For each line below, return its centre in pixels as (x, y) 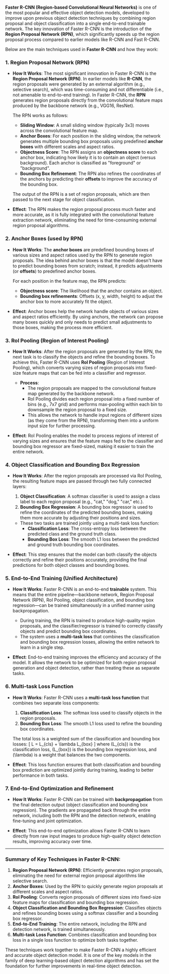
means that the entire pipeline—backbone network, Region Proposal (83, 595)
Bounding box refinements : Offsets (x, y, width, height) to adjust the (91, 296)
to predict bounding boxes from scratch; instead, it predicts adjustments (87, 265)
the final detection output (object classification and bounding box (80, 805)
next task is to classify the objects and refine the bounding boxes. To (84, 357)
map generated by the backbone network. (71, 393)
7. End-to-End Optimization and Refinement (60, 788)
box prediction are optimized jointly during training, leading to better (83, 770)
